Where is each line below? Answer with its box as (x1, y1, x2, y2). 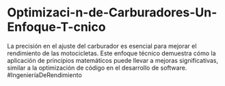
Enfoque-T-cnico (7, 19, 106, 35)
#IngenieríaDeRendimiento (7, 70, 82, 79)
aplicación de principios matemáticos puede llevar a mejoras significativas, (7, 56, 219, 64)
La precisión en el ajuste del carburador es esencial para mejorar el (7, 42, 197, 50)
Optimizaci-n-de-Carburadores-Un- (7, 5, 217, 20)
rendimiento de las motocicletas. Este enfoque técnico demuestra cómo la (7, 49, 217, 57)
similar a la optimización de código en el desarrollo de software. (7, 63, 187, 72)
